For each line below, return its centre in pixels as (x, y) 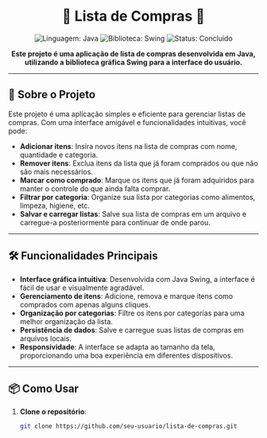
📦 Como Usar (44, 388)
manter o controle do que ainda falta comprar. (95, 188)
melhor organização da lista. (66, 321)
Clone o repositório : (53, 412)
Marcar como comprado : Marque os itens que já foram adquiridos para (137, 180)
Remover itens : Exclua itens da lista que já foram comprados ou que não (139, 163)
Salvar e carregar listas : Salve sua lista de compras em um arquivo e (133, 213)
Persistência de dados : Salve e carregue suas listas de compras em (132, 330)
